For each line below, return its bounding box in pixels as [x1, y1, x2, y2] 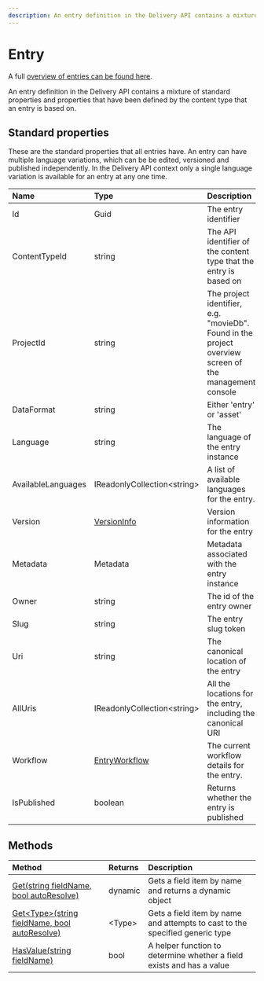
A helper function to [148, 940, 222, 951]
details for [207, 760, 244, 771]
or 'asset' [207, 410, 242, 421]
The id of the [207, 591, 255, 602]
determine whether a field [148, 950, 244, 961]
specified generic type [148, 928, 232, 939]
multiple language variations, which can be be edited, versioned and [8, 155, 229, 165]
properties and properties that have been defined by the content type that [8, 95, 247, 105]
